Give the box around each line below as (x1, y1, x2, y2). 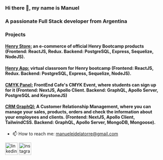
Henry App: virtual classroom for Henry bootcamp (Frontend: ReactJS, (5, 65, 154, 71)
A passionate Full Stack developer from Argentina (5, 17, 127, 24)
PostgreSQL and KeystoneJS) (5, 92, 68, 98)
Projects (5, 31, 26, 38)
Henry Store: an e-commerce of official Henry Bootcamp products (5, 43, 144, 49)
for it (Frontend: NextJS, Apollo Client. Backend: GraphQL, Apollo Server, (5, 87, 159, 93)
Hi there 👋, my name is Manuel (5, 4, 80, 11)
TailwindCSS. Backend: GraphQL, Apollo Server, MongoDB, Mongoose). (5, 119, 156, 125)
